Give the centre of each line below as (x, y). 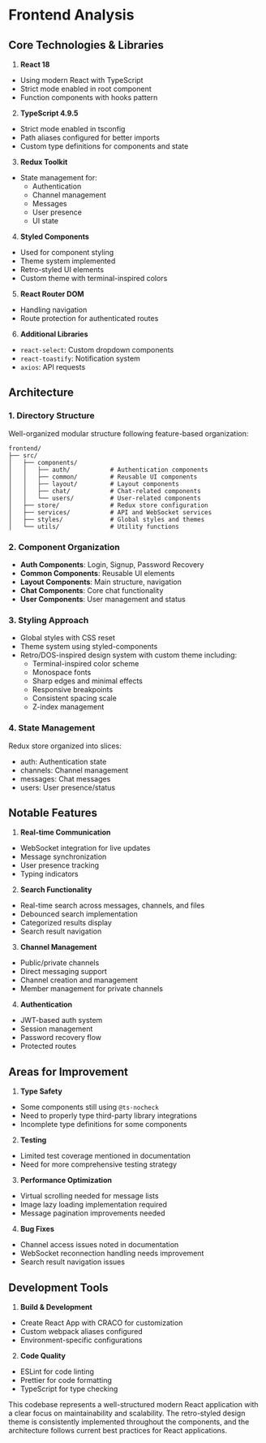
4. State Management (52, 728)
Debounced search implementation (79, 914)
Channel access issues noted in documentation (99, 1245)
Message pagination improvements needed (92, 1213)
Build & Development (56, 1307)
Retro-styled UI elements (62, 269)
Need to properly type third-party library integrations (108, 1116)
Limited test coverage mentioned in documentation (105, 1156)
